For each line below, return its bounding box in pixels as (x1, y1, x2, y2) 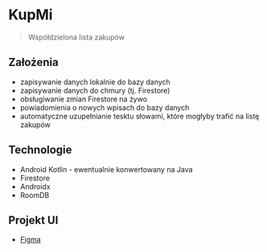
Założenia (8, 56, 59, 69)
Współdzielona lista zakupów (27, 32, 125, 42)
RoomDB (19, 190, 50, 200)
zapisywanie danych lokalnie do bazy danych (19, 76, 170, 86)
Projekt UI (8, 213, 59, 227)
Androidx (19, 181, 51, 191)
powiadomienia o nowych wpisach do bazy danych (19, 102, 190, 112)
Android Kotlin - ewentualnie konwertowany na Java (19, 164, 193, 174)
